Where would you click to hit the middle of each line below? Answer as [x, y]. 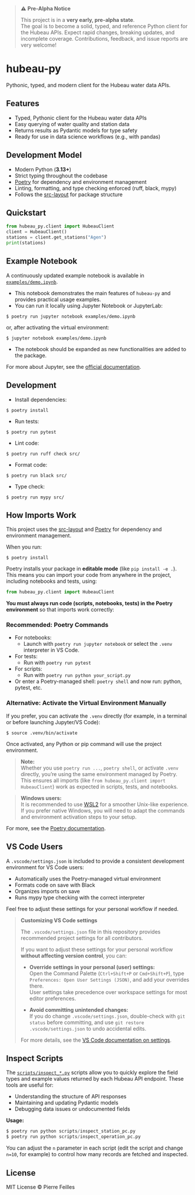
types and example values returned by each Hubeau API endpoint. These [95, 1079]
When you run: [24, 547]
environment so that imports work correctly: [60, 610]
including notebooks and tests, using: [52, 581]
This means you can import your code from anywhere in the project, [89, 575]
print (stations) [26, 243]
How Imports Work [41, 515]
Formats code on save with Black [55, 885]
